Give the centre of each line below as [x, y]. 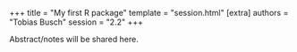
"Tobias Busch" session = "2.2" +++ [76, 22]
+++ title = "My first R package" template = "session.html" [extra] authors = [149, 13]
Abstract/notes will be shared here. [74, 39]
